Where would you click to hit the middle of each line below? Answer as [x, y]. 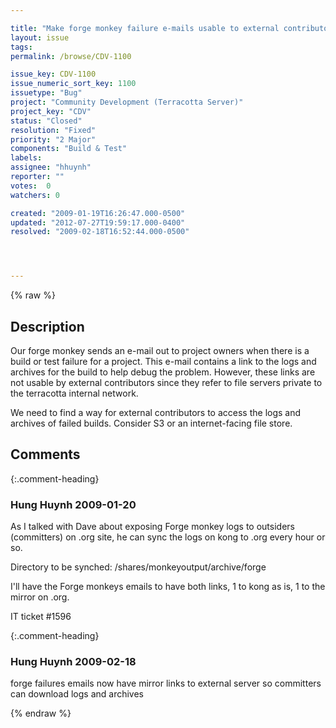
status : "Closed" [46, 121]
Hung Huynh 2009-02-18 [73, 661]
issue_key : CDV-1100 [53, 74]
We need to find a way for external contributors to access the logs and [156, 412]
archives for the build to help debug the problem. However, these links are [163, 372]
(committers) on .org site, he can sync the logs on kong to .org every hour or [168, 537]
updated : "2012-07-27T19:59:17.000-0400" [98, 222]
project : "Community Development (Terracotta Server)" [127, 102]
